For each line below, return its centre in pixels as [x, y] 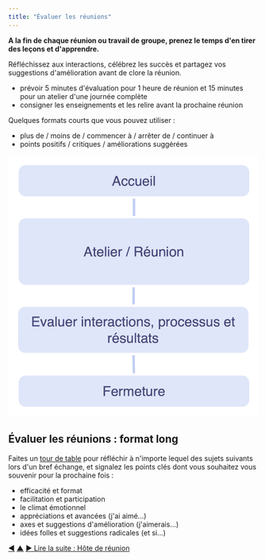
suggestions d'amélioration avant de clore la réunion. [95, 72]
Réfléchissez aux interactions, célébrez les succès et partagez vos [117, 64]
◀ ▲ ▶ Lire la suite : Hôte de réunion [69, 548]
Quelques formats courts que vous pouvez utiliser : [92, 120]
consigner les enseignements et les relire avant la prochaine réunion [131, 105]
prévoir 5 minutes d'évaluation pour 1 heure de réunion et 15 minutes [131, 88]
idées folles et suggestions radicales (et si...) [93, 532]
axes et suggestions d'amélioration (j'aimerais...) [99, 524]
